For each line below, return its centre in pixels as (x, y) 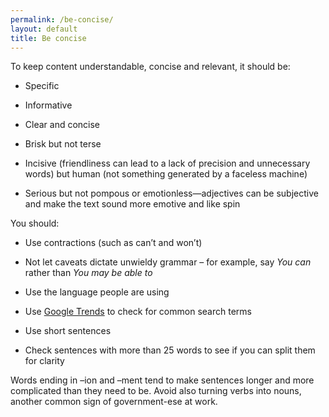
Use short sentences (68, 331)
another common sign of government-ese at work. (114, 402)
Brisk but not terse (63, 144)
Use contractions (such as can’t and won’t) (113, 243)
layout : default (44, 29)
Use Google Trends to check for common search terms (138, 312)
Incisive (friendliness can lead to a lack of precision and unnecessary (167, 163)
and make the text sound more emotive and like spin (132, 204)
